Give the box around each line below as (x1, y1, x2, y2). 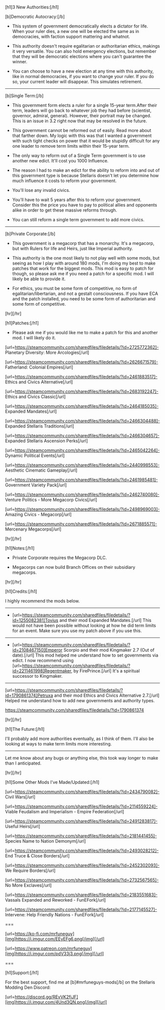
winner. (12, 59, 27, 64)
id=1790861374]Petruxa (5, 692, 53, 698)
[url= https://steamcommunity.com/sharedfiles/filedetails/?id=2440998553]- (5, 462, 160, 468)
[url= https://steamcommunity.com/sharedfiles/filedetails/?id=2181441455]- (5, 833, 157, 839)
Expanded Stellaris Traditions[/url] (5, 423, 75, 429)
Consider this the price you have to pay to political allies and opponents (12, 202, 157, 208)
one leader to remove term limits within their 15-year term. (12, 143, 130, 149)
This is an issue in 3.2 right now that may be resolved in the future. (12, 118, 147, 124)
